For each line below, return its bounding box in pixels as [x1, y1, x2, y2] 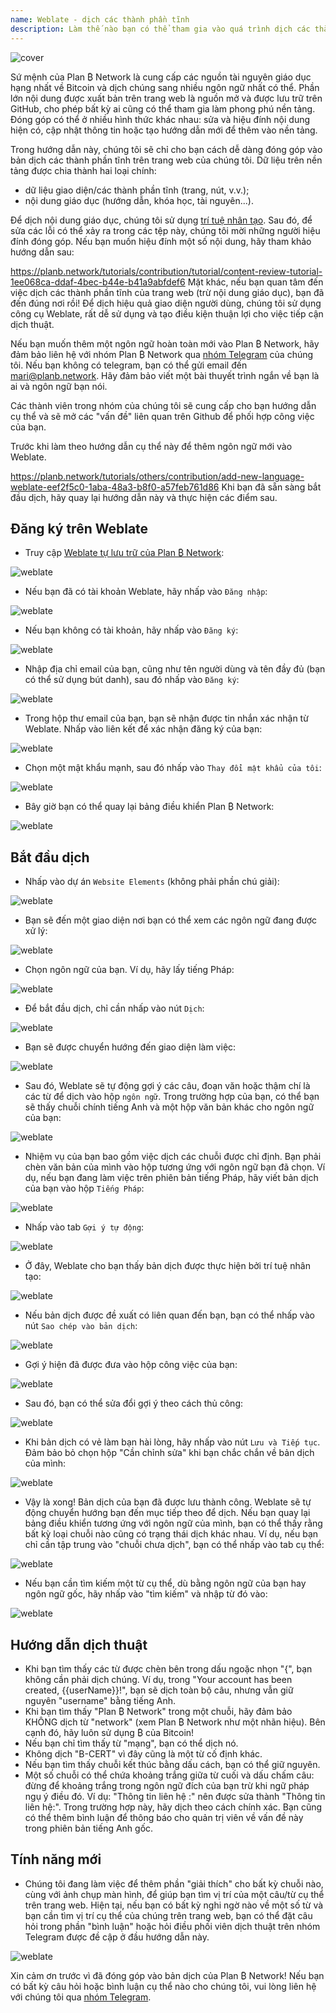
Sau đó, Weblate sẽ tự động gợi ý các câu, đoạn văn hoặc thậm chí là [24, 1080, 311, 1092]
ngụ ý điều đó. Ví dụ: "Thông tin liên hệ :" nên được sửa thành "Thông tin [24, 1790, 326, 1802]
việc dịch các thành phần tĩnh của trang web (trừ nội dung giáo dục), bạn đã [10, 286, 325, 298]
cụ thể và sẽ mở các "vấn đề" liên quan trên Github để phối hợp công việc [10, 410, 315, 422]
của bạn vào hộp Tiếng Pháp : [24, 1182, 145, 1195]
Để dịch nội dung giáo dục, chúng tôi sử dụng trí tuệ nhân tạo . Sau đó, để [10, 214, 313, 226]
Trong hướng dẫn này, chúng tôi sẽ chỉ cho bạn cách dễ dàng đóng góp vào [10, 143, 323, 155]
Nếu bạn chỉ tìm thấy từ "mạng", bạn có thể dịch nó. [24, 1737, 239, 1749]
